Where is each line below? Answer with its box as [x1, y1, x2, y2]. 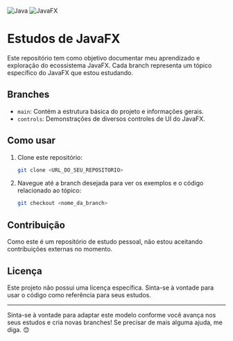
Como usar [7, 135, 56, 147]
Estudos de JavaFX [7, 31, 121, 47]
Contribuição [7, 219, 66, 231]
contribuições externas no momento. [7, 245, 113, 253]
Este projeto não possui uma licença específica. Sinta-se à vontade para [7, 283, 214, 292]
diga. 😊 [7, 325, 30, 333]
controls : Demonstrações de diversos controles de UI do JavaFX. [17, 115, 206, 123]
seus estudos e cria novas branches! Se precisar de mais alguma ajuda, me [7, 318, 223, 326]
